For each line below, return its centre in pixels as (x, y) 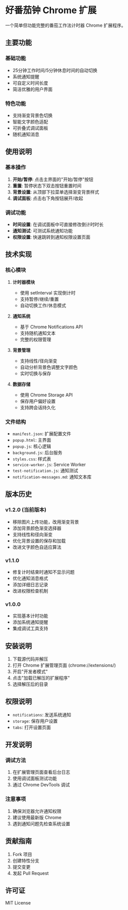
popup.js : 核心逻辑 (32, 446)
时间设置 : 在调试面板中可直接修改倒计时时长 (58, 224)
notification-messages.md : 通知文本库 (52, 476)
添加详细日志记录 (30, 584)
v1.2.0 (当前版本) (26, 510)
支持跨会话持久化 (38, 407)
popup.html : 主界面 (32, 440)
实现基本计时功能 (30, 616)
